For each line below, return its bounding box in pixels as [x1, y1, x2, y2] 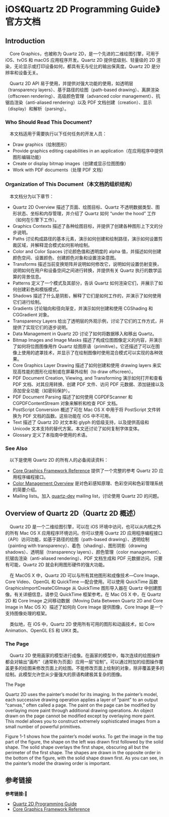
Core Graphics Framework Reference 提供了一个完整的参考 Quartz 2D [12, 467, 158, 473]
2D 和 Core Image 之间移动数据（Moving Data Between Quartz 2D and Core [5, 597, 163, 603]
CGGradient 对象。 [12, 311, 52, 317]
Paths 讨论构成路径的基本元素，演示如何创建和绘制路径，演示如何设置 [12, 235, 158, 241]
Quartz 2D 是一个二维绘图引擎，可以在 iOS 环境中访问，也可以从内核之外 [10, 523, 161, 529]
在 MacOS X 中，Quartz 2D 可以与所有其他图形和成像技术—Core [10, 572, 144, 578]
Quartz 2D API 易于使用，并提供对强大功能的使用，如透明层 [10, 80, 134, 86]
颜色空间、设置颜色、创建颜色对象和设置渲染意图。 [12, 255, 119, 261]
